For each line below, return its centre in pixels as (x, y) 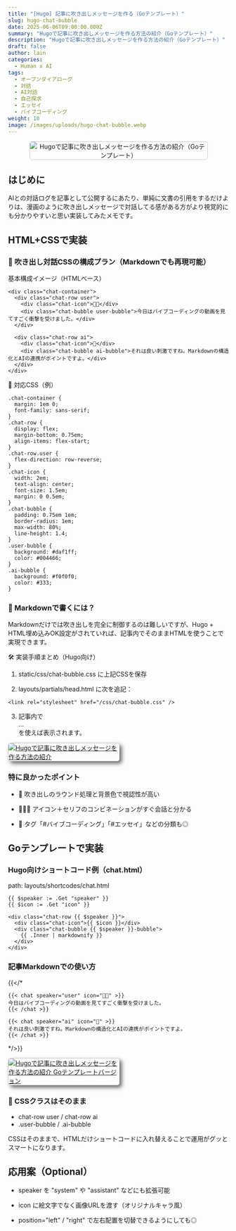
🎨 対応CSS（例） (33, 385)
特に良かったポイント (44, 777)
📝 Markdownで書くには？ (52, 608)
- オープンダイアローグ (44, 79)
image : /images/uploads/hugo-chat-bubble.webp (77, 125)
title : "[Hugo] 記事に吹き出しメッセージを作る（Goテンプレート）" (96, 14)
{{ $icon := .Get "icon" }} (49, 905)
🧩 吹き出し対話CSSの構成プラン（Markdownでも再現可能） (109, 262)
